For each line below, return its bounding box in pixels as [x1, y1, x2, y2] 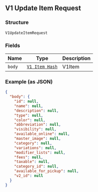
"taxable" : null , [14, 159, 50, 164]
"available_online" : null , [14, 131, 70, 136]
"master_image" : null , [14, 136, 61, 141]
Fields [5, 42, 20, 49]
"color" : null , [14, 117, 46, 122]
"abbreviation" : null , [14, 122, 61, 127]
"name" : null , [14, 103, 43, 108]
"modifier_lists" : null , [14, 150, 66, 155]
